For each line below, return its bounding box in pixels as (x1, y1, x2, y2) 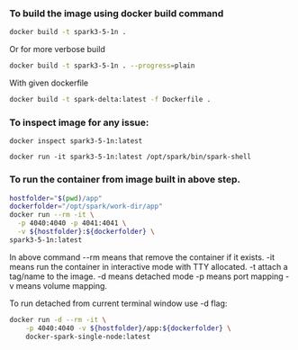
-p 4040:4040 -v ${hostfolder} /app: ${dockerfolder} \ (25, 323, 231, 333)
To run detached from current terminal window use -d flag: (9, 298, 228, 309)
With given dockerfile (9, 77, 89, 88)
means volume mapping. (15, 280, 108, 291)
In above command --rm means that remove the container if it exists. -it (9, 251, 275, 263)
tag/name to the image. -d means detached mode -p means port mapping (9, 271, 284, 282)
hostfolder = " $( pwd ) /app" (9, 193, 103, 202)
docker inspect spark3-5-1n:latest (9, 137, 143, 146)
